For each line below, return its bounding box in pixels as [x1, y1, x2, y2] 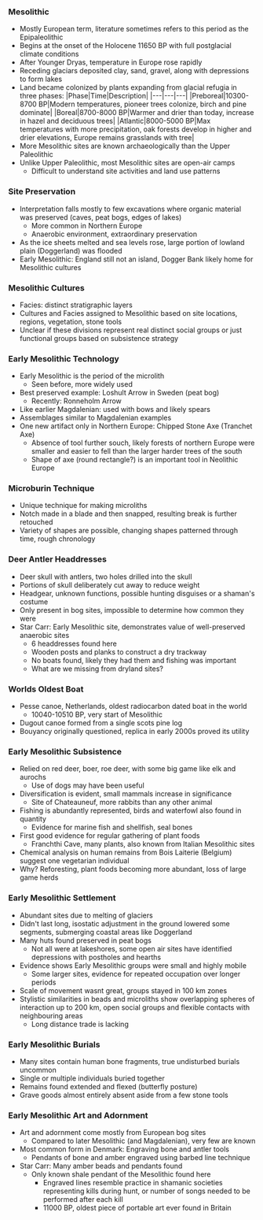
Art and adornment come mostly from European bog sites [19, 1128, 206, 1137]
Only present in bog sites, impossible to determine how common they [19, 605, 245, 614]
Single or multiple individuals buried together [19, 1074, 165, 1083]
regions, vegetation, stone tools [19, 317, 122, 326]
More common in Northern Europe [31, 221, 143, 230]
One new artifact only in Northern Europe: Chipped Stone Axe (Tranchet [19, 421, 253, 431]
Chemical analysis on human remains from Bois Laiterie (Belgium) [19, 847, 232, 857]
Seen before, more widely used [31, 380, 133, 389]
